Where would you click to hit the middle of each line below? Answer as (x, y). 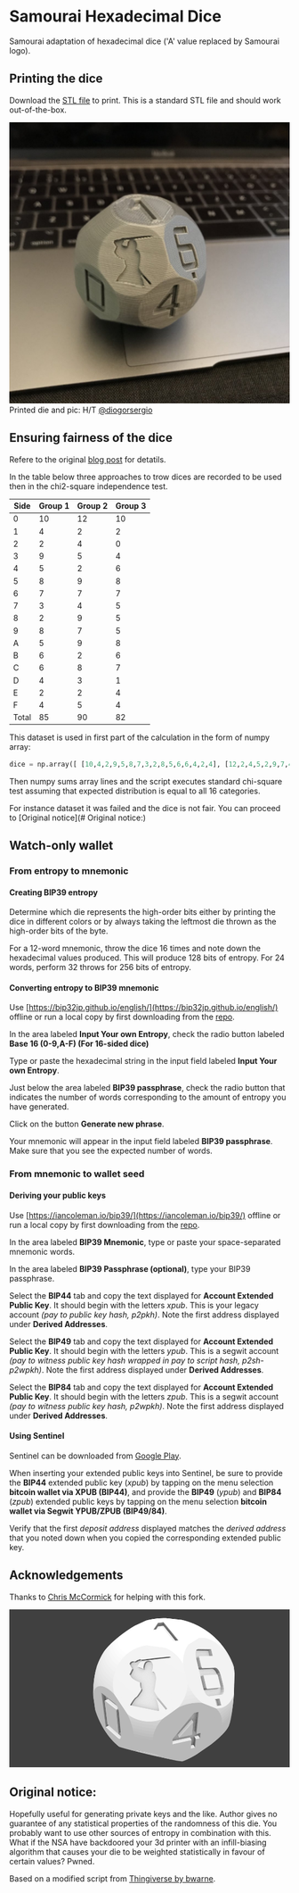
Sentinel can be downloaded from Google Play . (95, 1456)
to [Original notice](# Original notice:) (78, 818)
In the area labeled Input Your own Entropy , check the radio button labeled (147, 1034)
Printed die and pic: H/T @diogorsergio (81, 410)
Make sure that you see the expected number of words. (111, 1151)
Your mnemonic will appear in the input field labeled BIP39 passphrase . (141, 1142)
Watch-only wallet (61, 846)
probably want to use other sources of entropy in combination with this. (140, 1832)
